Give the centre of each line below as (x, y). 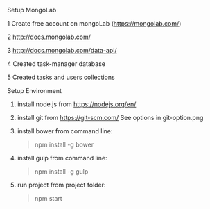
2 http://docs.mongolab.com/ (49, 37)
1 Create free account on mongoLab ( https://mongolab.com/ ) (94, 23)
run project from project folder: (61, 185)
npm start (48, 198)
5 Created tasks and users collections (61, 77)
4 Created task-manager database (56, 64)
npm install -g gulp (61, 172)
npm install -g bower (64, 144)
